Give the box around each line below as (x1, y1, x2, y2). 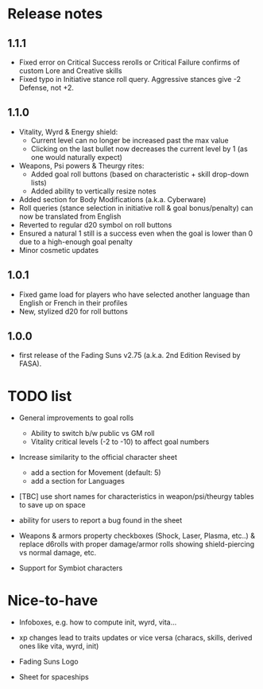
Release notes (7, 5, 103, 23)
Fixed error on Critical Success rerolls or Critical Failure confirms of (18, 57, 240, 67)
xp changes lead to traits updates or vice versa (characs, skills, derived (18, 633, 253, 643)
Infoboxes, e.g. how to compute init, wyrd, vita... (18, 617, 177, 627)
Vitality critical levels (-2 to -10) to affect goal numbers (30, 437, 210, 446)
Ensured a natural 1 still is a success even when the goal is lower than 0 (18, 228, 253, 238)
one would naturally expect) (30, 152, 122, 162)
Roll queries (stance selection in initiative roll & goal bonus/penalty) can (18, 203, 253, 212)
